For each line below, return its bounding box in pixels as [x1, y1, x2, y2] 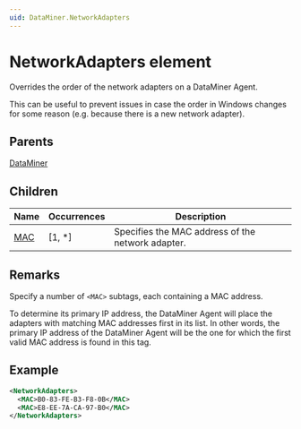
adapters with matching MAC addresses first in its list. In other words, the [9, 318, 280, 328]
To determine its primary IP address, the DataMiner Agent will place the [9, 308, 273, 319]
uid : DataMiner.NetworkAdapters [9, 13, 130, 22]
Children [9, 184, 58, 199]
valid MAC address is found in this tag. [9, 337, 152, 347]
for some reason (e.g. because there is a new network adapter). [9, 108, 245, 119]
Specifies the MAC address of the [113, 226, 256, 238]
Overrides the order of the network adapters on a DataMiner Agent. [9, 82, 258, 92]
